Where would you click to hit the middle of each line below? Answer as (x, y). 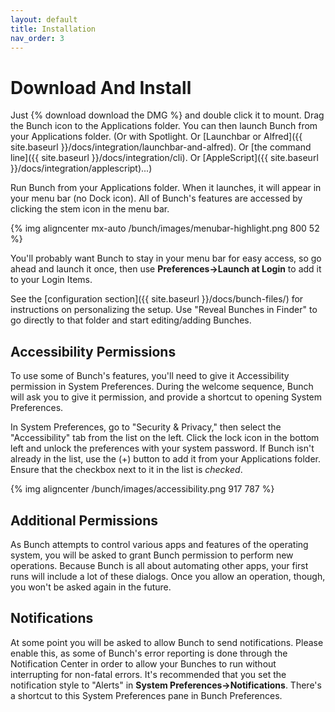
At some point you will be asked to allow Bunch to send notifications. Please (167, 642)
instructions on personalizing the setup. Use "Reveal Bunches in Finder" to (164, 310)
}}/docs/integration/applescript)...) (81, 168)
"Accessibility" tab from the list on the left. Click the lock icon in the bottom (165, 438)
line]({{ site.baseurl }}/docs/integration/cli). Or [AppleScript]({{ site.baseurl (164, 158)
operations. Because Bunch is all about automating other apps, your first (159, 565)
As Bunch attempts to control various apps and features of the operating (159, 544)
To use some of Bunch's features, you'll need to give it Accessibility (150, 376)
